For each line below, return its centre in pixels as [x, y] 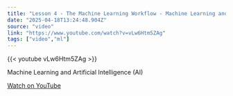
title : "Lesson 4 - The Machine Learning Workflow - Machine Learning [111, 13]
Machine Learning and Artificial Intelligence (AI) [75, 73]
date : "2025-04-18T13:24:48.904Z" [57, 20]
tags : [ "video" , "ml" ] [38, 39]
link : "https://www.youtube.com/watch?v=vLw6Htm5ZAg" [87, 33]
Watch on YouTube [34, 86]
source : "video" [31, 26]
